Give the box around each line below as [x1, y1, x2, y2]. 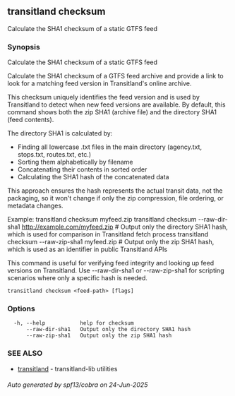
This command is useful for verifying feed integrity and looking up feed [7, 259, 215, 268]
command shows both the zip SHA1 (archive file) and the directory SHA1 [7, 108, 217, 116]
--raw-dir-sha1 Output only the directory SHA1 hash [25, 326, 191, 333]
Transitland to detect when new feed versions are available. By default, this [7, 100, 226, 109]
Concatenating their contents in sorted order [17, 165, 147, 174]
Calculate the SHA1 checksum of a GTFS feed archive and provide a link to [7, 72, 224, 80]
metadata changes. [7, 201, 64, 210]
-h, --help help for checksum [13, 320, 134, 327]
